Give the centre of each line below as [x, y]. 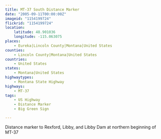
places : [13, 41]
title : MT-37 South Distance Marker [42, 9]
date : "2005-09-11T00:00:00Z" [36, 14]
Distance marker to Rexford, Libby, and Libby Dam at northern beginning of [80, 127]
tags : [10, 95]
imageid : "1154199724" [28, 18]
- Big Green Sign [31, 109]
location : [15, 28]
